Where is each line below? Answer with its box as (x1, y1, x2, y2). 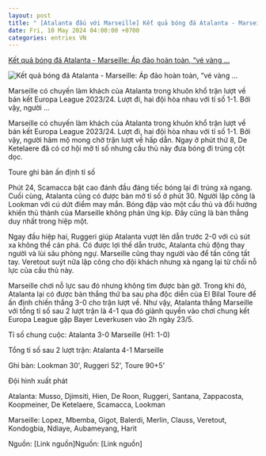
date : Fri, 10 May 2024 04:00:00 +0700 (8, 26, 140, 34)
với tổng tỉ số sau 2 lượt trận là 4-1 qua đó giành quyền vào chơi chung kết (8, 306, 250, 316)
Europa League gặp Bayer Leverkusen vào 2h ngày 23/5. (8, 315, 194, 324)
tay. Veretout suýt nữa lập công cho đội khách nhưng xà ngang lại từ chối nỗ (8, 257, 257, 266)
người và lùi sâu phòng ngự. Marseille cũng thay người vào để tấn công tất (8, 249, 250, 259)
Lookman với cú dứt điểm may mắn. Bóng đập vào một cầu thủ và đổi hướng (8, 200, 257, 209)
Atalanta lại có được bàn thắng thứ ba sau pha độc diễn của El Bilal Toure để (8, 289, 256, 299)
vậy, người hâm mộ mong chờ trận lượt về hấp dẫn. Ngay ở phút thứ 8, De (8, 136, 248, 145)
